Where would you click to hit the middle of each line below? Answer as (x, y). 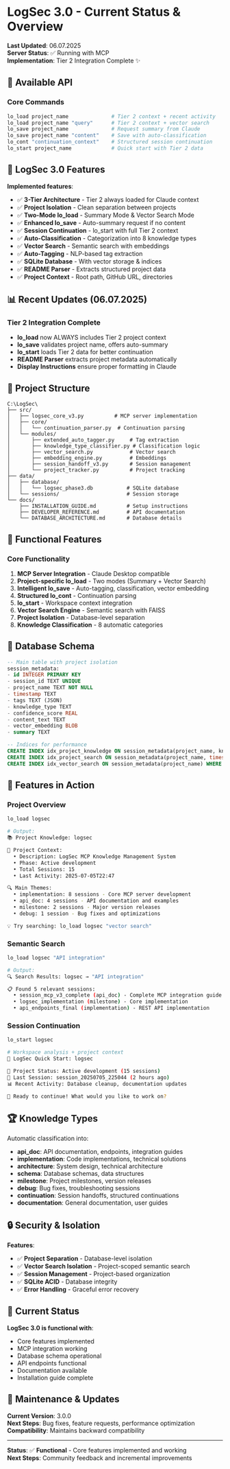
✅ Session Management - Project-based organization (93, 1274)
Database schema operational (59, 1356)
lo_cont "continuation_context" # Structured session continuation (110, 142)
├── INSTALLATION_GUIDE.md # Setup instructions (104, 506)
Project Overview (37, 805)
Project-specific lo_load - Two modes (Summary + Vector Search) (112, 581)
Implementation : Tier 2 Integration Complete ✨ (74, 60)
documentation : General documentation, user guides (92, 1203)
